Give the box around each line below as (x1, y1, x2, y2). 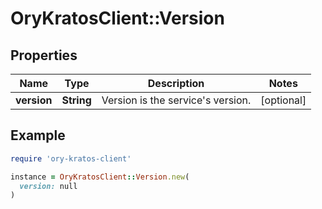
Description (147, 77, 205, 90)
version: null (19, 181, 78, 191)
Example (10, 127, 66, 144)
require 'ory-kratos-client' (10, 153, 132, 164)
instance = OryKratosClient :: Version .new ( (10, 172, 190, 182)
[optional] (260, 93, 307, 107)
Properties (10, 47, 78, 64)
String (61, 93, 92, 107)
